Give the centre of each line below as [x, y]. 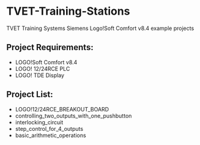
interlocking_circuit [39, 122]
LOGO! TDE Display [39, 75]
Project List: [30, 95]
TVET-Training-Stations [68, 11]
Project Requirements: [50, 47]
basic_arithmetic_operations [51, 135]
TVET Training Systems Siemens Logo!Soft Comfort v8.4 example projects [100, 28]
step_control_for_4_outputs [49, 128]
